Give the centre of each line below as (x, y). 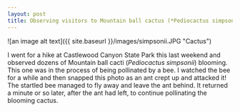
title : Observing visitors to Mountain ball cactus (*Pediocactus (108, 21)
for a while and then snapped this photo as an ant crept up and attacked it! (117, 77)
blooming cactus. (33, 100)
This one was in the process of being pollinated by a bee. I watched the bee (119, 70)
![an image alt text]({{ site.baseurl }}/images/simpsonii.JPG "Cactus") (110, 41)
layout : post (27, 14)
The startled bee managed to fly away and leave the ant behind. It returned (118, 85)
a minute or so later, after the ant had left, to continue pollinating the (107, 93)
